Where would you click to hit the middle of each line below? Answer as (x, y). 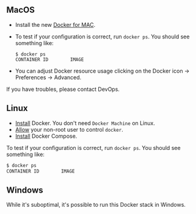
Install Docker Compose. (46, 136)
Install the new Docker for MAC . (55, 24)
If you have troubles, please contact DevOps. (63, 89)
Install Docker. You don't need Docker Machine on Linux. (85, 123)
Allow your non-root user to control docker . (69, 129)
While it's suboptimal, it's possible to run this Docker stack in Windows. (96, 205)
